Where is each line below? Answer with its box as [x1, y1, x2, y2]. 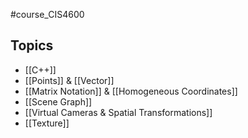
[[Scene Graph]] [24, 95, 93, 108]
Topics [10, 37, 54, 54]
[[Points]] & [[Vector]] [24, 74, 115, 86]
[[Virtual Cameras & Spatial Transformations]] [24, 106, 213, 118]
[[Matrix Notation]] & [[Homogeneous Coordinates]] [24, 85, 238, 97]
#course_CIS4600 [10, 9, 85, 20]
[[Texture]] [24, 117, 70, 129]
